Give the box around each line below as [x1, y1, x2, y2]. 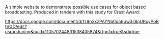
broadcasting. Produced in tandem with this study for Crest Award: [5, 9, 140, 15]
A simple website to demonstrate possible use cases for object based [5, 4, 146, 10]
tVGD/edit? [5, 24, 27, 29]
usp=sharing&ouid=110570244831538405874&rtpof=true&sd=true [5, 29, 140, 34]
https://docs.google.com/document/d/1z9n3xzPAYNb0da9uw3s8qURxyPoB [5, 19, 159, 24]
